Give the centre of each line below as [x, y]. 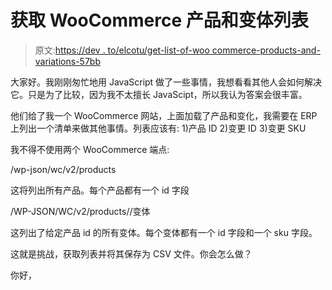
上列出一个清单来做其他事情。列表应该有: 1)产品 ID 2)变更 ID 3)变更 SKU [158, 128]
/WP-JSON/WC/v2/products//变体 [80, 211]
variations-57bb [67, 61]
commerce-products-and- [266, 50]
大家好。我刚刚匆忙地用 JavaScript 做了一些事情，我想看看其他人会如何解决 [166, 82]
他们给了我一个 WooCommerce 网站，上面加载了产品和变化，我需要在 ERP [164, 115]
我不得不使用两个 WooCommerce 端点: [90, 149]
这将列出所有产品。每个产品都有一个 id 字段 [100, 190]
